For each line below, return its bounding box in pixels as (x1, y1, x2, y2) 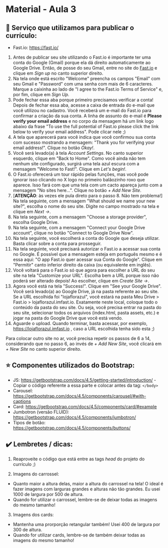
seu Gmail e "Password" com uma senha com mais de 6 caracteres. (12, 81, 153, 87)
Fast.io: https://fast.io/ (12, 45, 59, 51)
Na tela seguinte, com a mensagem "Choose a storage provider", (12, 214, 147, 220)
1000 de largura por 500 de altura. (12, 491, 84, 497)
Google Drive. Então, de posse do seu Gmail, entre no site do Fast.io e (12, 65, 157, 71)
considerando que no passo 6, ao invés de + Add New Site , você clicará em (5, 341, 162, 347)
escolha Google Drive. (12, 219, 59, 225)
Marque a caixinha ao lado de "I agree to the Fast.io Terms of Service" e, (12, 86, 163, 92)
